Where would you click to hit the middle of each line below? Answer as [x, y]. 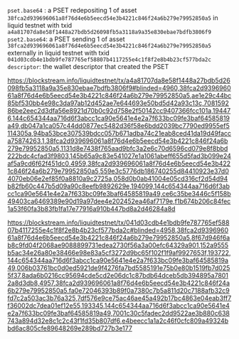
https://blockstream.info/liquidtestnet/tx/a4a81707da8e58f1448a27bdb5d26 [119, 80]
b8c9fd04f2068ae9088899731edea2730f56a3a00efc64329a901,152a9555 [118, 245]
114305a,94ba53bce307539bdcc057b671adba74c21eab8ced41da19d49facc [119, 133]
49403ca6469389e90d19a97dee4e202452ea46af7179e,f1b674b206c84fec [119, 201]
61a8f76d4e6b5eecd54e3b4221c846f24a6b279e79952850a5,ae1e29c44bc [119, 96]
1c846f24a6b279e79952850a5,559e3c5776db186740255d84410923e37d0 [118, 171]
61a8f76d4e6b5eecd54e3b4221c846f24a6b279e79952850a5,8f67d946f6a [119, 238]
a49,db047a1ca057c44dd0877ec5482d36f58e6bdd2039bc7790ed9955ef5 [118, 126]
